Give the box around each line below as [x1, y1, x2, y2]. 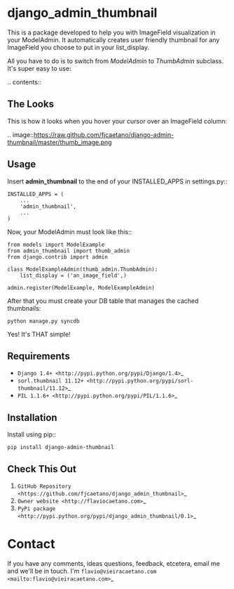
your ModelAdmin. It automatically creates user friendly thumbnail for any [7, 35, 220, 44]
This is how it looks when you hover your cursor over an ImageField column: [7, 117, 228, 125]
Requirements [7, 350, 70, 362]
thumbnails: [7, 304, 41, 312]
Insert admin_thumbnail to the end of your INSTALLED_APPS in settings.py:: [7, 177, 228, 186]
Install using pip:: [7, 430, 57, 439]
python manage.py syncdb [7, 318, 80, 325]
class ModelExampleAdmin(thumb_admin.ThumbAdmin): [7, 266, 158, 273]
